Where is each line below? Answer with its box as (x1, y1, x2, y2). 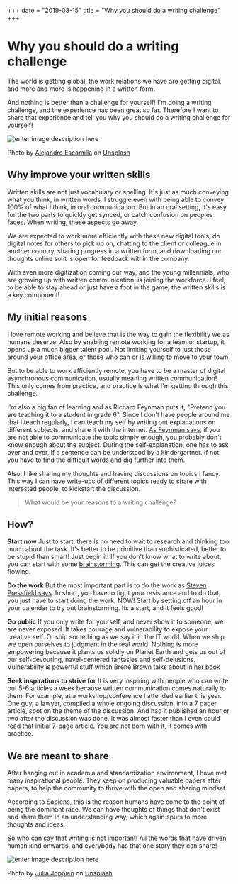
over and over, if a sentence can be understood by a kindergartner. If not (7, 448, 220, 456)
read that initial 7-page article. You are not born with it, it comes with (7, 722, 208, 730)
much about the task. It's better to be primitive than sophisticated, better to (7, 545, 227, 553)
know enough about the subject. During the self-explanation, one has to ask (7, 440, 229, 449)
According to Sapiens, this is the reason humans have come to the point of (7, 797, 225, 806)
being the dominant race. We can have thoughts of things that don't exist (7, 805, 220, 814)
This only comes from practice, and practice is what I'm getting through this (7, 381, 229, 389)
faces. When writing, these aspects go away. (7, 218, 139, 226)
